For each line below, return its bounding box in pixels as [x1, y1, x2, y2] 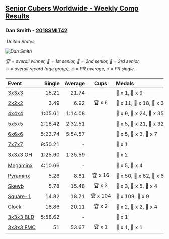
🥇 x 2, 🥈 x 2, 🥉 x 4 [116, 203, 157, 210]
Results [5, 12, 30, 21]
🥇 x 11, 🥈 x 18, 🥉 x [116, 100, 159, 107]
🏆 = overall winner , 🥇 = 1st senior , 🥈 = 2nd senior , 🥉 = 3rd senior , [5, 58, 140, 64]
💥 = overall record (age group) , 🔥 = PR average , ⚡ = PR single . [5, 65, 135, 72]
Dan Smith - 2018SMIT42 [5, 27, 68, 34]
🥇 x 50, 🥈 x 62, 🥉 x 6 [116, 172, 164, 179]
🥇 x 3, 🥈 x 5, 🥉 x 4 [116, 183, 157, 190]
